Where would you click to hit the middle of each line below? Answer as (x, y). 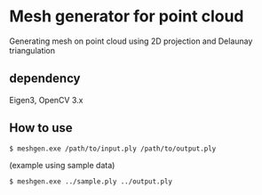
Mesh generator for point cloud (127, 16)
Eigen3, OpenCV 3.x (46, 100)
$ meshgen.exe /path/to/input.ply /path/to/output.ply (113, 149)
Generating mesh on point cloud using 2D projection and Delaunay (131, 41)
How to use (41, 128)
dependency (45, 79)
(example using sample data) (62, 165)
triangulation (32, 50)
